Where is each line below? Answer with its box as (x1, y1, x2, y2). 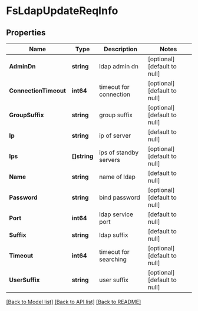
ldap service (99, 210, 134, 219)
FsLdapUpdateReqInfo (6, 4, 118, 18)
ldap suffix (99, 231, 128, 239)
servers (99, 156, 120, 164)
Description (104, 45, 137, 53)
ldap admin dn (99, 62, 138, 70)
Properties (6, 28, 46, 38)
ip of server (99, 131, 131, 140)
